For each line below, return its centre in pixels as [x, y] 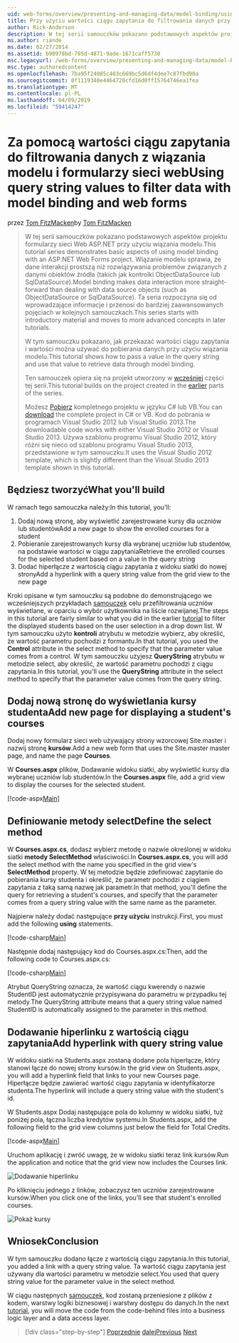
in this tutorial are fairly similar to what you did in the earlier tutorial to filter [117, 618]
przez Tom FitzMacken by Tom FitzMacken [69, 223]
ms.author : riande [34, 41]
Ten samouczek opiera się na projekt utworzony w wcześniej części [124, 377]
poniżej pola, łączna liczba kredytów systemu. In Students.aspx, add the [112, 1120]
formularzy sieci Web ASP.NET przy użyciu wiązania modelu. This [121, 244]
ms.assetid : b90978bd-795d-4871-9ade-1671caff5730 [84, 54]
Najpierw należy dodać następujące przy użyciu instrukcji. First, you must [115, 916]
